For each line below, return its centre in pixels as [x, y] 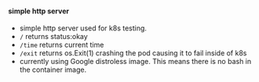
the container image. [53, 70]
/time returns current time [62, 45]
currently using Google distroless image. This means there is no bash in [135, 62]
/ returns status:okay [53, 37]
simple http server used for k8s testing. [83, 28]
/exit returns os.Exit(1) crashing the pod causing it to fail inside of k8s [133, 53]
